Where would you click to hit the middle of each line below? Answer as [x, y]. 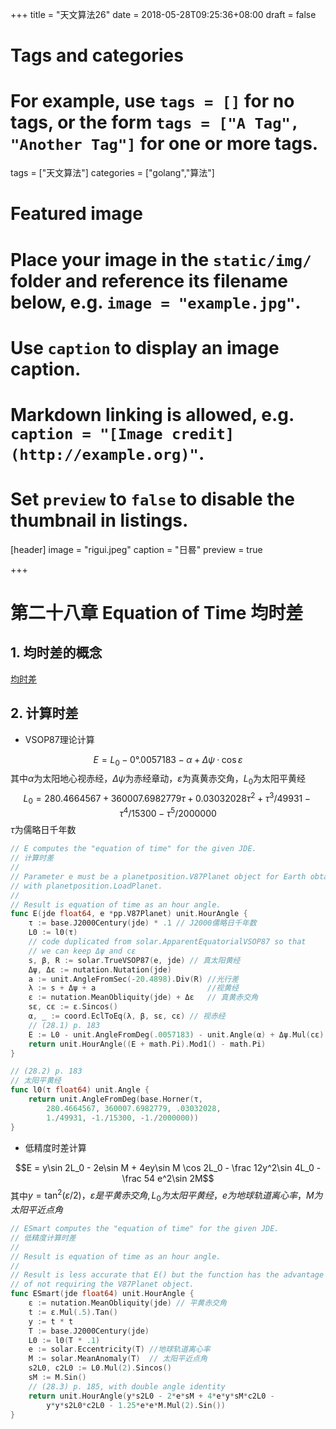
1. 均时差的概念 [56, 653]
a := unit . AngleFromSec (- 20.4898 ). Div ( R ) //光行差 [134, 979]
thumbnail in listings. [99, 520]
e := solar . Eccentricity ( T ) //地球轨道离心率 [119, 1349]
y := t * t [51, 1321]
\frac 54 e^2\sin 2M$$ [168, 1178]
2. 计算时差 [44, 713]
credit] [203, 433]
